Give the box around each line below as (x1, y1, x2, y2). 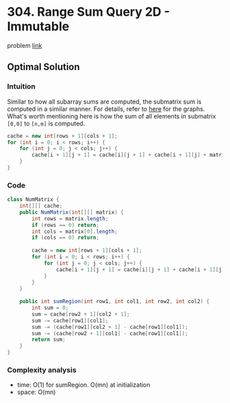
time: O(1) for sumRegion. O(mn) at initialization (16, 381, 151, 389)
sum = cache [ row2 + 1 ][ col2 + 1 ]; (31, 310, 130, 317)
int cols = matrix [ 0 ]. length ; (31, 228, 118, 235)
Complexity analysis (7, 365, 77, 374)
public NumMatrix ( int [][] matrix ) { (19, 208, 125, 216)
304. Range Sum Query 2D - (7, 4, 170, 20)
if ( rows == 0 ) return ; (31, 221, 99, 228)
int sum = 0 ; (31, 304, 69, 312)
